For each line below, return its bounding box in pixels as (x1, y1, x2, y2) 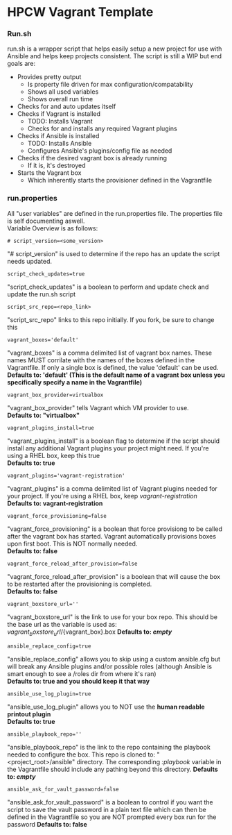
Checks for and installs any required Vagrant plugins (27, 124, 178, 133)
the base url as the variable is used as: (7, 620, 117, 628)
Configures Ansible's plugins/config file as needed (27, 146, 172, 155)
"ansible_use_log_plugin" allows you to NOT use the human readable (7, 702, 206, 711)
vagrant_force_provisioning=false (7, 512, 107, 519)
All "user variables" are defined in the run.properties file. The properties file (7, 209, 223, 217)
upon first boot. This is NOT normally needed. (7, 539, 138, 548)
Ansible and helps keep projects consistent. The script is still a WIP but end (7, 52, 222, 60)
